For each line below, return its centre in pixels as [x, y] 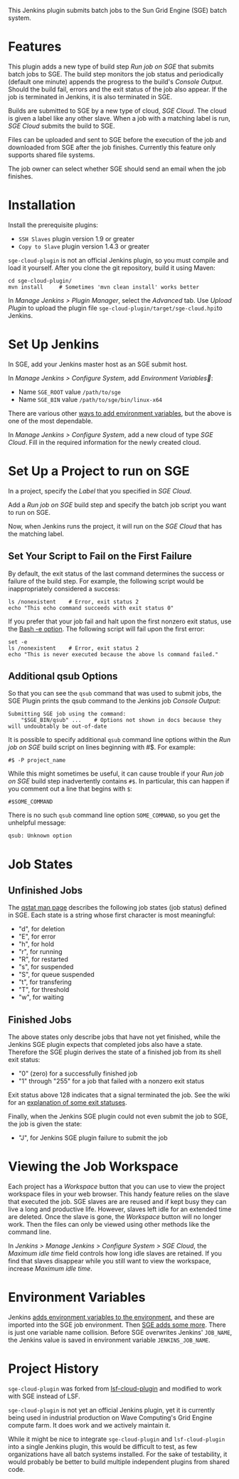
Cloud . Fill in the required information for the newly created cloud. [105, 442]
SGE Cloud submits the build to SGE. [62, 126]
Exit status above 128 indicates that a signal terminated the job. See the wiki [119, 1095]
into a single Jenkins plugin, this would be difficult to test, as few [103, 1447]
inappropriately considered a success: [64, 588]
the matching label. [36, 533]
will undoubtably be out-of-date [58, 727]
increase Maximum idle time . [51, 1269]
